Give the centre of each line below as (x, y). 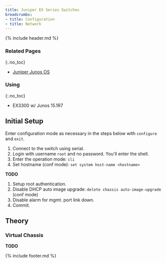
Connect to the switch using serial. (48, 148)
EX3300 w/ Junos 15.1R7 (38, 105)
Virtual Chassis (24, 235)
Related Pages (23, 51)
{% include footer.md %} (31, 256)
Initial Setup (24, 121)
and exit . (15, 139)
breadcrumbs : (19, 15)
